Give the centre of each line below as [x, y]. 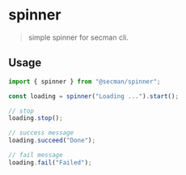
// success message [41, 133]
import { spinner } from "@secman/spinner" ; [85, 81]
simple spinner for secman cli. [78, 37]
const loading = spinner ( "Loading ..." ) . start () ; [94, 96]
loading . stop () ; [36, 118]
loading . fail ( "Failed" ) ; [50, 162]
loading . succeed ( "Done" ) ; [52, 141]
